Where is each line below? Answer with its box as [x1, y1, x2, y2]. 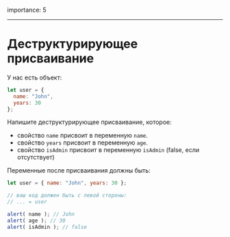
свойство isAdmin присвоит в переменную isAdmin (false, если [16, 146, 200, 154]
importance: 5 [7, 6, 47, 14]
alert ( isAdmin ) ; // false [7, 223, 88, 230]
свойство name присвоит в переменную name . [16, 132, 149, 140]
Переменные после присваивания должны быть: [7, 166, 151, 175]
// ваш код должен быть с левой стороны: [7, 192, 127, 199]
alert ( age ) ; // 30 [7, 217, 66, 224]
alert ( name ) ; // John [7, 211, 75, 218]
